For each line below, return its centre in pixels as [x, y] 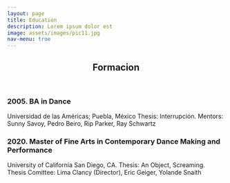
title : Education [32, 20]
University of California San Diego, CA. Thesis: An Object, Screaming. [106, 165]
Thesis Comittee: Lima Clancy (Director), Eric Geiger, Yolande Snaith [104, 173]
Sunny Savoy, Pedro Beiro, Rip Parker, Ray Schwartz [82, 123]
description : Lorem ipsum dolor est [60, 26]
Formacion [116, 67]
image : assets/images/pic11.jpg [54, 33]
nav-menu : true [29, 39]
